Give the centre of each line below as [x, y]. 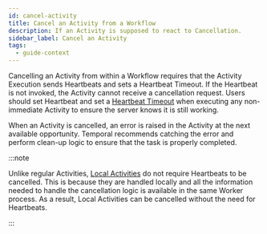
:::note [19, 158]
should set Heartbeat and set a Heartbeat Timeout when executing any [125, 101]
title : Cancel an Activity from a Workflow [82, 23]
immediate [26, 110]
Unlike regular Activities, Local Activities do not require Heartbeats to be [127, 173]
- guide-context [42, 53]
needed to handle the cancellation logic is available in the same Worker [126, 190]
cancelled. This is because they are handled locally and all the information [131, 182]
